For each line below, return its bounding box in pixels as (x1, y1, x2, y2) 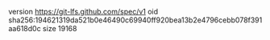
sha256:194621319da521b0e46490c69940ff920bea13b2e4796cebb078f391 (8, 15, 263, 25)
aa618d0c (8, 24, 42, 33)
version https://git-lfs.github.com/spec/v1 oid (8, 7, 159, 16)
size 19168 (43, 24, 77, 33)
